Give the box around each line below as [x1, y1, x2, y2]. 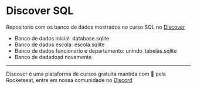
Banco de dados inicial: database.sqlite [14, 35, 110, 42]
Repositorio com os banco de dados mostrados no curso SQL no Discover [6, 23, 185, 30]
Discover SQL [6, 4, 74, 18]
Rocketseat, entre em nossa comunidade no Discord [6, 76, 133, 83]
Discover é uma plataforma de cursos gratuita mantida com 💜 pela [6, 70, 166, 77]
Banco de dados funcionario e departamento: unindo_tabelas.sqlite [14, 47, 177, 54]
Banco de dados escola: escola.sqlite [14, 41, 105, 48]
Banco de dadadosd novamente [14, 53, 92, 60]
